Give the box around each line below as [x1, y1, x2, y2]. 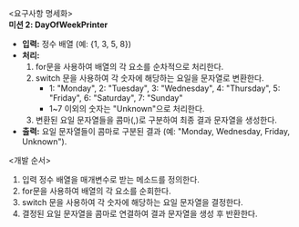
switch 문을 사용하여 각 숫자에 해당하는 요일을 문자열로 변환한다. [35, 73, 265, 84]
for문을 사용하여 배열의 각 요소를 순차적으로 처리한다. [35, 62, 224, 72]
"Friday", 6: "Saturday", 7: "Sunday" [48, 93, 183, 103]
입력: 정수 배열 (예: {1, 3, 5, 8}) [21, 39, 132, 49]
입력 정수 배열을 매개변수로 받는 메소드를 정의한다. [21, 174, 200, 184]
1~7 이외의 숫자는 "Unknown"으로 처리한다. [48, 104, 205, 113]
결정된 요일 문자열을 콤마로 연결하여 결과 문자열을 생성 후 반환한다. [21, 208, 258, 219]
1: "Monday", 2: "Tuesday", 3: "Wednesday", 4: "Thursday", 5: [48, 83, 281, 94]
